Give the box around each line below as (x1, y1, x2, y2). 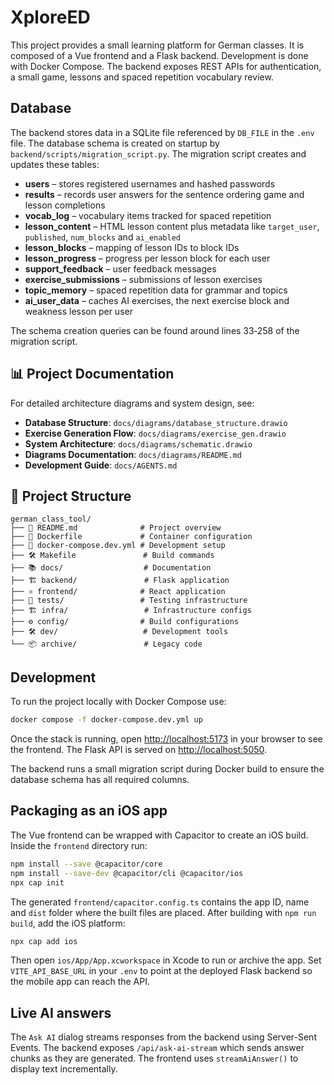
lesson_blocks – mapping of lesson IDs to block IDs (24, 241, 240, 253)
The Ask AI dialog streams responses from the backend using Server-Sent (10, 1031, 317, 1043)
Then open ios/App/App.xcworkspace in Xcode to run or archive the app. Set (10, 954, 322, 966)
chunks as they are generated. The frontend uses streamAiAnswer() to (10, 1052, 299, 1065)
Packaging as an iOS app (10, 802, 168, 820)
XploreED (10, 6, 91, 29)
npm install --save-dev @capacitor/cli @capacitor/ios (10, 868, 244, 878)
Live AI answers (10, 1004, 112, 1021)
